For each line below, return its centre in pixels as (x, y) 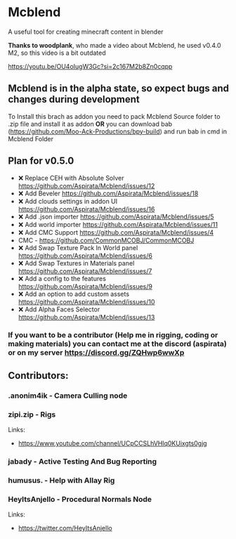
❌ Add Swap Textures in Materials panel (76, 263)
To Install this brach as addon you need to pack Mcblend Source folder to (114, 116)
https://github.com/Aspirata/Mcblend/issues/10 (86, 301)
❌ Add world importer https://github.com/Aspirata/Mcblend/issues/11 (118, 224)
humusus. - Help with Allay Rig (61, 480)
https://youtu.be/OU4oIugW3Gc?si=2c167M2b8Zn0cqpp (90, 66)
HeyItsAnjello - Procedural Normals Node (80, 499)
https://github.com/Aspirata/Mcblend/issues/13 (86, 317)
